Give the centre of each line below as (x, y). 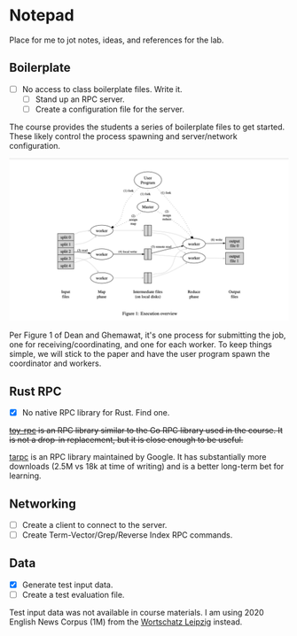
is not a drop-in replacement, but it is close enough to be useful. (126, 440)
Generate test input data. (67, 585)
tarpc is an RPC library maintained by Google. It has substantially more (138, 457)
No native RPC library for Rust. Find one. (96, 413)
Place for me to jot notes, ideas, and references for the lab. (117, 40)
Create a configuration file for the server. (109, 109)
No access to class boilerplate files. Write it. (102, 89)
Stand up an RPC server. (80, 99)
